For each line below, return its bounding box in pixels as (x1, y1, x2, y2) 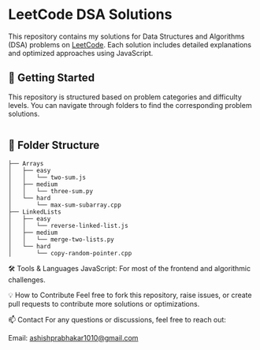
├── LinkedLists (8, 207, 61, 216)
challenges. (8, 274, 46, 285)
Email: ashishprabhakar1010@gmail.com (8, 333, 139, 342)
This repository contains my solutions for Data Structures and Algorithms (8, 32, 245, 41)
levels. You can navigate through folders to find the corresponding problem (8, 100, 252, 110)
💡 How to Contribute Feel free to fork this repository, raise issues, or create (8, 290, 252, 300)
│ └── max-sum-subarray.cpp (8, 201, 122, 209)
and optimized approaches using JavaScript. (8, 48, 154, 58)
